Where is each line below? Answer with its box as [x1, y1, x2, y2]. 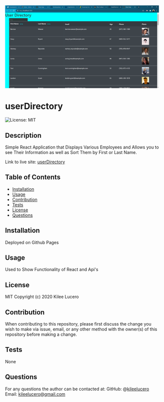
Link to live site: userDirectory [5, 159, 65, 165]
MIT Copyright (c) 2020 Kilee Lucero [5, 294, 79, 300]
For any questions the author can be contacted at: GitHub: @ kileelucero [5, 386, 149, 392]
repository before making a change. [5, 331, 77, 337]
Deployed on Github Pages [5, 239, 59, 245]
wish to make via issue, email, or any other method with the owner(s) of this [5, 327, 158, 332]
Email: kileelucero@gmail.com [5, 391, 66, 397]
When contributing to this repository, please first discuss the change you [5, 321, 151, 327]
